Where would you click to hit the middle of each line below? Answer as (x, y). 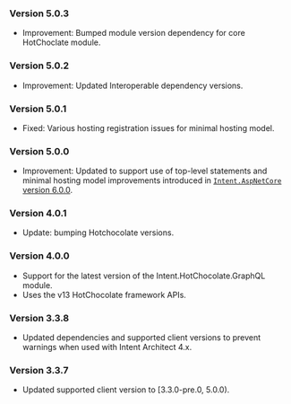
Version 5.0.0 (39, 151)
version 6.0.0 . (47, 190)
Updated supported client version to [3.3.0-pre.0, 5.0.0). (126, 390)
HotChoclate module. (61, 42)
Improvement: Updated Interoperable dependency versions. (133, 85)
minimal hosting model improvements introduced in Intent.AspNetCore (152, 180)
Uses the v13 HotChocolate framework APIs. (104, 294)
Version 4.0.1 (38, 214)
